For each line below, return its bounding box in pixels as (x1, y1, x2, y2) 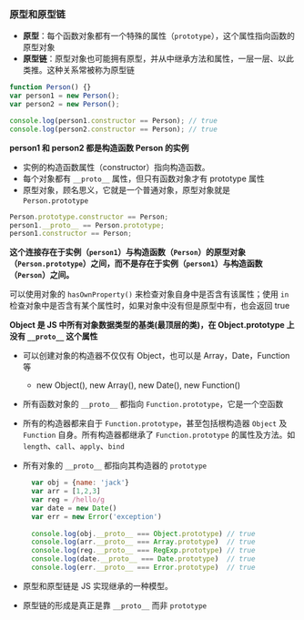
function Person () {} (9, 83, 92, 92)
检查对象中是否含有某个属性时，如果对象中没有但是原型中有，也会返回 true (9, 300, 290, 311)
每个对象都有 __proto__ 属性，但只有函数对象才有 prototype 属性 (22, 173, 266, 184)
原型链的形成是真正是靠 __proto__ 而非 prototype (22, 599, 208, 611)
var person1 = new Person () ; (9, 91, 120, 101)
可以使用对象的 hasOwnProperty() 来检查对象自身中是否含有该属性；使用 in (9, 289, 289, 300)
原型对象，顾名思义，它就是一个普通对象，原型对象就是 (22, 184, 230, 195)
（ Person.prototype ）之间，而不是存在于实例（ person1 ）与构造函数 (9, 258, 263, 269)
